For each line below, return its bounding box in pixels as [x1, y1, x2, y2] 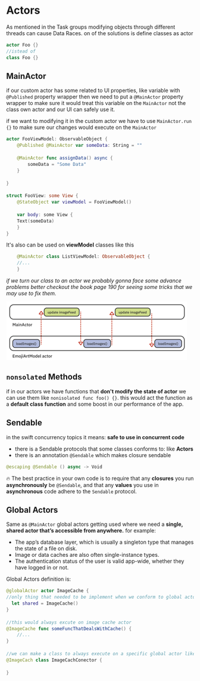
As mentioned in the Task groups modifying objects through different [6, 23, 176, 30]
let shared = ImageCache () [11, 600, 79, 606]
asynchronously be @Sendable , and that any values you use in [6, 481, 159, 488]
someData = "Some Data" [27, 161, 86, 167]
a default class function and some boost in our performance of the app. [6, 400, 184, 408]
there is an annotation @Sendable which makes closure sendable [14, 451, 171, 458]
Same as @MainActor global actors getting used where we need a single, [6, 520, 183, 528]
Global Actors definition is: [6, 575, 71, 583]
